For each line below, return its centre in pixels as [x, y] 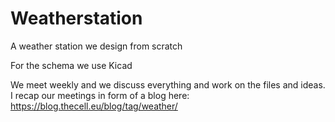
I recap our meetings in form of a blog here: [100, 95]
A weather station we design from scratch [96, 46]
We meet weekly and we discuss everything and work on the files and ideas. [168, 84]
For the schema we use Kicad [71, 65]
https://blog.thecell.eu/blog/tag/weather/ [94, 106]
